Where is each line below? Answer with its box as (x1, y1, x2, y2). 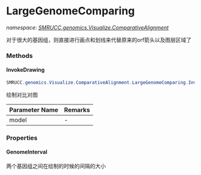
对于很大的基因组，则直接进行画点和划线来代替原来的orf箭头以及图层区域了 (6, 36, 192, 43)
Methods (6, 51, 33, 60)
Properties (6, 133, 38, 142)
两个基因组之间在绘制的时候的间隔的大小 (6, 162, 106, 170)
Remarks (63, 106, 90, 114)
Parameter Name (9, 106, 59, 114)
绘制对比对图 (6, 91, 38, 98)
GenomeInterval (6, 148, 48, 156)
